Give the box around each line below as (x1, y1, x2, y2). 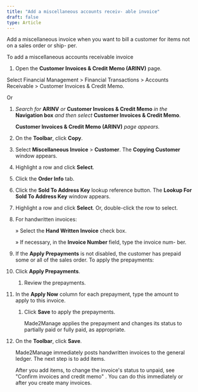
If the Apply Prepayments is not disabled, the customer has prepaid (15, 250, 181, 257)
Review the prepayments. (24, 279, 86, 286)
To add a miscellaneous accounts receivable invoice (6, 54, 134, 61)
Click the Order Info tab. (15, 175, 75, 182)
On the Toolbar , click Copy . (15, 135, 83, 142)
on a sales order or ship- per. (6, 42, 77, 49)
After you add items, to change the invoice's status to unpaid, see (15, 367, 175, 374)
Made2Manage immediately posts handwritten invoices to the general (15, 349, 185, 356)
